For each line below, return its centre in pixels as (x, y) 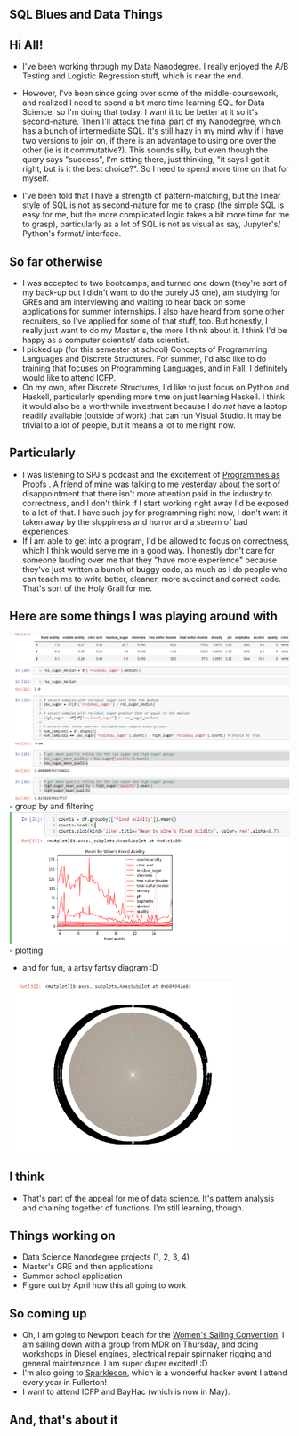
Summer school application (72, 1276)
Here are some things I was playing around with (144, 616)
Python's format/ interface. (72, 234)
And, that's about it (64, 1420)
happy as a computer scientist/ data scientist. (105, 340)
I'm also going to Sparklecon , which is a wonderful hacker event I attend (154, 1373)
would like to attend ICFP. (69, 378)
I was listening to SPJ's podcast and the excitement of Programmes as (151, 474)
